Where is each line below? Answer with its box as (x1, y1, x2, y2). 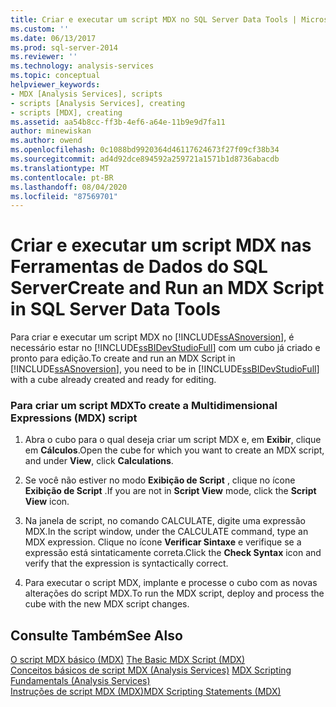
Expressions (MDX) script (10, 411, 138, 425)
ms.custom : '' (10, 24, 70, 34)
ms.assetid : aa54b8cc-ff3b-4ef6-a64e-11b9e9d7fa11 (10, 117, 226, 127)
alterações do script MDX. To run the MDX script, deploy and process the (24, 587, 325, 600)
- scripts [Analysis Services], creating (10, 98, 186, 108)
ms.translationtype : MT (10, 163, 110, 173)
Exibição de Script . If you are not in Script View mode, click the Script (24, 485, 317, 497)
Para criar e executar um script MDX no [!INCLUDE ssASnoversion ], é (10, 331, 295, 343)
